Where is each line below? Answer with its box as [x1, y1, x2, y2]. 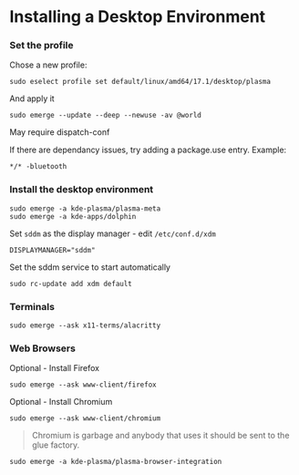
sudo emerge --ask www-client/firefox [9, 380, 157, 389]
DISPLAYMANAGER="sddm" [9, 245, 96, 254]
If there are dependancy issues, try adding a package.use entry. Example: [9, 144, 287, 156]
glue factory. [31, 439, 80, 450]
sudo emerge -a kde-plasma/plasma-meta [9, 203, 161, 213]
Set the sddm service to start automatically [9, 262, 171, 273]
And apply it [9, 93, 55, 104]
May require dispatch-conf [9, 127, 110, 138]
